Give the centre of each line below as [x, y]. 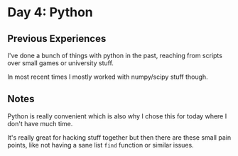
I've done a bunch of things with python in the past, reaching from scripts [115, 55]
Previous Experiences [57, 39]
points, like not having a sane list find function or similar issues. [101, 145]
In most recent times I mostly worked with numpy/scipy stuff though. [108, 77]
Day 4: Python [50, 12]
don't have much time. [40, 123]
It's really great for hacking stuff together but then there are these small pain [119, 137]
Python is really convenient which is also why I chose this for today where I [117, 116]
